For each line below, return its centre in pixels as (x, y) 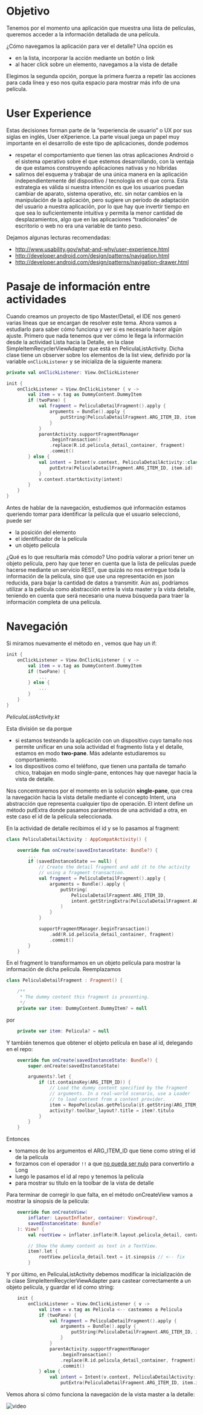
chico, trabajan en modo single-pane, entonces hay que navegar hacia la (106, 772)
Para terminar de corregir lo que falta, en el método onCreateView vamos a (100, 1195)
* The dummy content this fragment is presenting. (85, 997)
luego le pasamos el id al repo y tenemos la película (79, 1177)
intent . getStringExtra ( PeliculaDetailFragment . (132, 901)
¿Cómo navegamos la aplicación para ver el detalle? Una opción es (90, 46)
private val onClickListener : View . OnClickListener (72, 372)
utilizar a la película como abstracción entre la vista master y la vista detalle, (101, 589)
